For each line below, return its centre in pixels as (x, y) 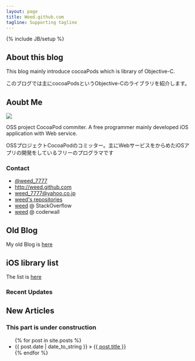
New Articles (30, 311)
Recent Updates (29, 291)
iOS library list (32, 263)
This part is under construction (51, 328)
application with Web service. (42, 133)
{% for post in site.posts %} (48, 340)
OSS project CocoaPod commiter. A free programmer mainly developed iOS (97, 127)
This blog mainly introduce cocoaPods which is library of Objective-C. (91, 71)
